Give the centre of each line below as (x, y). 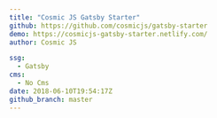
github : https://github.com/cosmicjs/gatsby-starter (108, 26)
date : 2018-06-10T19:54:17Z (61, 91)
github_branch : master (51, 99)
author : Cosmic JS (43, 42)
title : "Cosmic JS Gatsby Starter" (75, 17)
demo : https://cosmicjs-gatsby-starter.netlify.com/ (108, 34)
